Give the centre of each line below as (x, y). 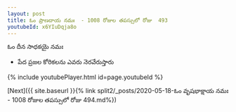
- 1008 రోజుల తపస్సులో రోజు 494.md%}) (62, 100)
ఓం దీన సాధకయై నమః (35, 47)
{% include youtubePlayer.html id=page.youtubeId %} (85, 77)
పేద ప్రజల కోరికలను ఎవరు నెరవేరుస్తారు (66, 62)
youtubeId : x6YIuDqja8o (42, 27)
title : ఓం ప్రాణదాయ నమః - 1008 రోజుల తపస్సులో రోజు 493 (88, 20)
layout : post (26, 14)
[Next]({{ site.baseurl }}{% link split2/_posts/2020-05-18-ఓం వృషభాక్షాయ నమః (118, 91)
